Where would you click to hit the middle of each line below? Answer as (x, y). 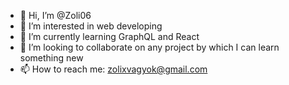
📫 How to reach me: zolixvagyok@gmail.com (113, 69)
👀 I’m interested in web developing (91, 26)
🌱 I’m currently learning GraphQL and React (109, 36)
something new (51, 58)
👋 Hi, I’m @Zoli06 (55, 15)
